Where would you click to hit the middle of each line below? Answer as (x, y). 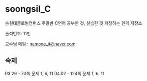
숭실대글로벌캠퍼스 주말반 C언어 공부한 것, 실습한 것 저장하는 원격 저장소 (74, 23)
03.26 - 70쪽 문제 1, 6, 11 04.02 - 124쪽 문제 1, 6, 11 (55, 73)
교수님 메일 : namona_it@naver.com (40, 44)
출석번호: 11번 (18, 33)
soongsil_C (28, 9)
